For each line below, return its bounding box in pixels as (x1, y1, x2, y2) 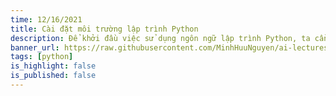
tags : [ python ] (10, 52, 74, 62)
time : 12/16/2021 (10, 14, 83, 25)
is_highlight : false (10, 61, 97, 71)
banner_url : (10, 42, 60, 53)
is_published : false (10, 71, 97, 81)
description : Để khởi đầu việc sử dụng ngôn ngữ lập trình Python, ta (10, 33, 311, 43)
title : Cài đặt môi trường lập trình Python (10, 24, 199, 34)
